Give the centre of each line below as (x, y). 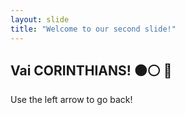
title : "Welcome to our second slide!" (93, 29)
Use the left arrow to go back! (71, 100)
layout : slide (40, 19)
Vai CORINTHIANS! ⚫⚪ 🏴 (91, 70)
